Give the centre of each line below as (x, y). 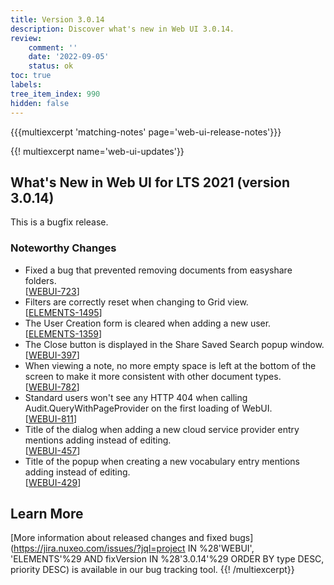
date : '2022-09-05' (69, 57)
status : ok (51, 66)
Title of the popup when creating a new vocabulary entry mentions (162, 461)
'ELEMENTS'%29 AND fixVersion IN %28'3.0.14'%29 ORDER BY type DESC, (167, 559)
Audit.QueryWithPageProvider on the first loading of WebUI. (148, 408)
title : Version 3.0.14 (57, 19)
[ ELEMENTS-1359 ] (63, 333)
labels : (26, 85)
